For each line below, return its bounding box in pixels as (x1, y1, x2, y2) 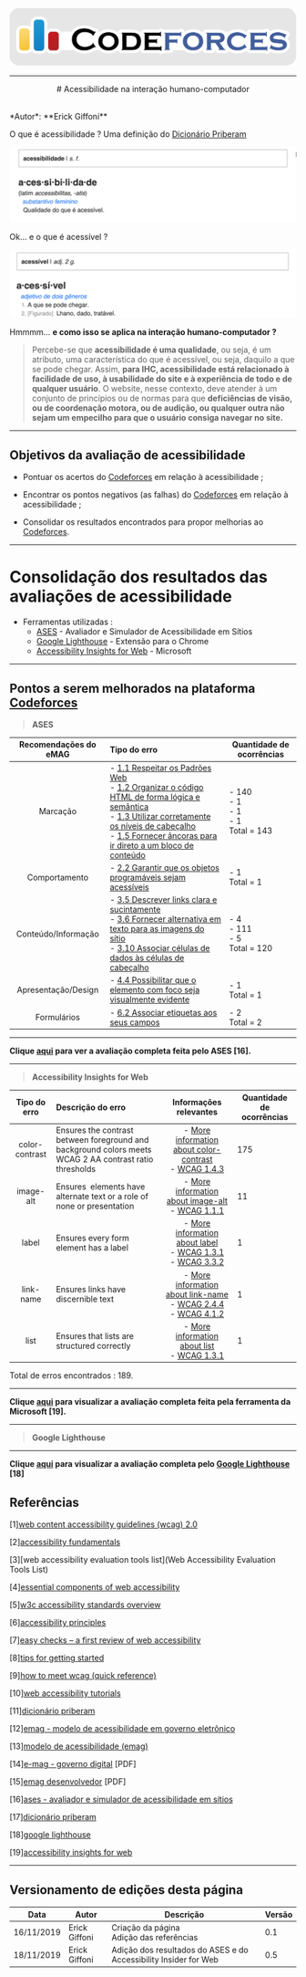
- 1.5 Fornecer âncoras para (109, 830, 218, 841)
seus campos (109, 1017, 160, 1028)
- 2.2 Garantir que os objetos (109, 862, 220, 873)
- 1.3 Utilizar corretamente (109, 811, 211, 821)
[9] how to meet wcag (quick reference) (9, 1670, 157, 1681)
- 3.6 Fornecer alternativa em (109, 914, 221, 925)
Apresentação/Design (16, 985, 99, 996)
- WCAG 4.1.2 (169, 1308, 225, 1319)
